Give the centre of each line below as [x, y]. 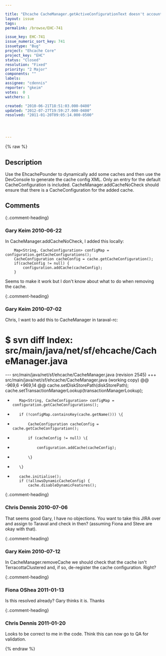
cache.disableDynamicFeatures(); [62, 485]
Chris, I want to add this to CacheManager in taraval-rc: [62, 320]
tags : [11, 23]
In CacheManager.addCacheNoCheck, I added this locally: [65, 241]
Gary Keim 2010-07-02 [33, 309]
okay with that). [21, 529]
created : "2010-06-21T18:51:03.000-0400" [48, 106]
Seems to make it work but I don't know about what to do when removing [80, 282]
